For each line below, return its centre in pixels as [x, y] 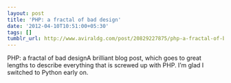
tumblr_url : [24, 39]
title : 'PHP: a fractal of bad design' [64, 20]
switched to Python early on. [48, 73]
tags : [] [20, 32]
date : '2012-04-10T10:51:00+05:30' [58, 26]
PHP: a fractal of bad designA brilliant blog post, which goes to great [104, 58]
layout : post [26, 13]
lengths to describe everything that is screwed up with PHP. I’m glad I [106, 65]
